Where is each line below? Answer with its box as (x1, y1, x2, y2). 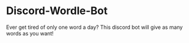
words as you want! (6, 29, 54, 37)
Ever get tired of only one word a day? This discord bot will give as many (6, 24, 183, 31)
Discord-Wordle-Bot (6, 4, 108, 18)
